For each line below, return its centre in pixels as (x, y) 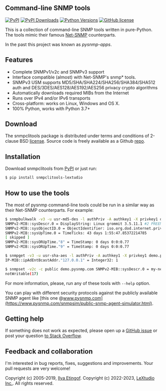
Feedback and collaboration (49, 351)
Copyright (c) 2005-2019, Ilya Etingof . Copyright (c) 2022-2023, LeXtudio (80, 378)
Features (19, 60)
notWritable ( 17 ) (22, 274)
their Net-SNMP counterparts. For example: (49, 210)
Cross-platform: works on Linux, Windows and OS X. (66, 103)
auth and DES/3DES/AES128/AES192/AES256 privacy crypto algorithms (85, 87)
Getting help (24, 319)
